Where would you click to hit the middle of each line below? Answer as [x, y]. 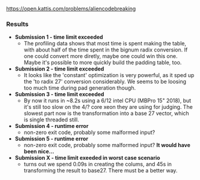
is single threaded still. [51, 120]
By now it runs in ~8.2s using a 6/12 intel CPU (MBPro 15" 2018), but [107, 100]
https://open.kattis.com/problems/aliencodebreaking [71, 9]
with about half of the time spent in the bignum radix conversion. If [106, 50]
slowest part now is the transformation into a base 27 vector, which [106, 114]
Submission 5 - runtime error [51, 139]
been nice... [39, 151]
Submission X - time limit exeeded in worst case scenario [87, 158]
